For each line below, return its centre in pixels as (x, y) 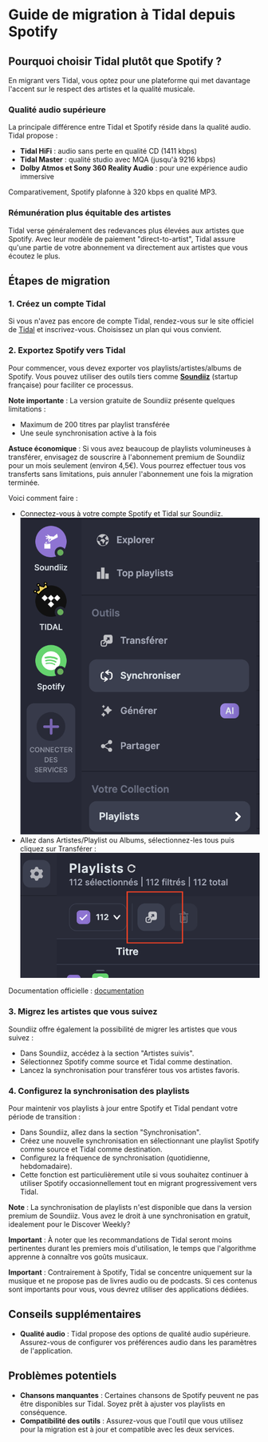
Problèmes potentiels (63, 1376)
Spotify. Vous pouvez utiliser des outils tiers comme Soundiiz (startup (123, 376)
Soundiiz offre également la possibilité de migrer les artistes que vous (123, 1029)
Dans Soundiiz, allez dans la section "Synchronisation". (110, 1132)
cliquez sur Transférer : (58, 848)
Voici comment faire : (43, 498)
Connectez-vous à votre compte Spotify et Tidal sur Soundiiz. (121, 513)
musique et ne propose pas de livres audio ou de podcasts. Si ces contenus (133, 1281)
